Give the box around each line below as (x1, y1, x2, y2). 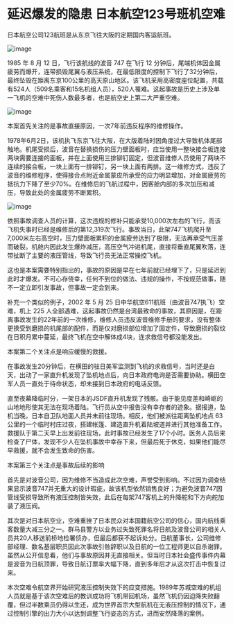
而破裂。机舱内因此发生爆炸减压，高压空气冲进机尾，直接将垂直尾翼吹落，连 (7, 242, 226, 250)
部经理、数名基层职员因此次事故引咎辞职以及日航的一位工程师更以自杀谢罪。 (7, 542, 226, 551)
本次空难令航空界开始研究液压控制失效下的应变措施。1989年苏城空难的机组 (7, 583, 222, 591)
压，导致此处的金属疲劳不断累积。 (7, 188, 105, 196)
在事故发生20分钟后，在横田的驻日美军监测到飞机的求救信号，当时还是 (7, 362, 209, 370)
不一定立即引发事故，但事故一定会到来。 (7, 283, 123, 291)
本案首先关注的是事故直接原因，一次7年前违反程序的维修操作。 (7, 121, 187, 130)
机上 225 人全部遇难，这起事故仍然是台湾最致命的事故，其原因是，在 (19, 306, 216, 315)
